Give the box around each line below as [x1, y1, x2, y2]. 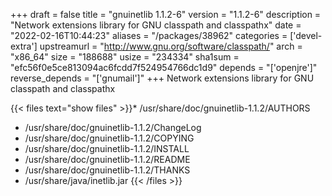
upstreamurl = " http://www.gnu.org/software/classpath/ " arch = [39, 40, 303, 52]
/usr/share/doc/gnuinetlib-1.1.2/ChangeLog [24, 122, 202, 133]
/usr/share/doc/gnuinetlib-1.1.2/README [24, 154, 191, 165]
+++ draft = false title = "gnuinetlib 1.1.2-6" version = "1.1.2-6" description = [10, 9, 322, 20]
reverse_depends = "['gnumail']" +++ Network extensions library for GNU [10, 72, 315, 84]
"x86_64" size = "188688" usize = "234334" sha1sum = [10, 51, 240, 63]
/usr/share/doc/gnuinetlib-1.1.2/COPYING [24, 132, 195, 144]
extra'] [10, 40, 38, 52]
